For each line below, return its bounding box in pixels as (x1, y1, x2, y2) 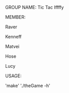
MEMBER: (5, 14, 26, 20)
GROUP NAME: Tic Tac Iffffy (5, 5, 64, 10)
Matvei (5, 43, 20, 50)
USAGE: (5, 73, 22, 79)
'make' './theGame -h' (5, 83, 50, 88)
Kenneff (5, 34, 22, 39)
